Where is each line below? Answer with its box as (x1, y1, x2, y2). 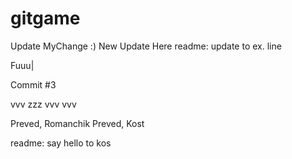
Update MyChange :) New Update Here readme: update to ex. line (10, 40, 282, 52)
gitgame (10, 7, 81, 30)
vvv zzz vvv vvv (10, 98, 77, 110)
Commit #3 (10, 78, 57, 91)
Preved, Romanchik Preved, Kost (10, 117, 145, 129)
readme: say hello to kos (10, 137, 112, 149)
